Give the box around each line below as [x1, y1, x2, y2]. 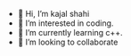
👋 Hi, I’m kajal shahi [17, 9, 90, 19]
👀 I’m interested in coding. [17, 18, 114, 28]
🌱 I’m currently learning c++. [17, 28, 123, 37]
